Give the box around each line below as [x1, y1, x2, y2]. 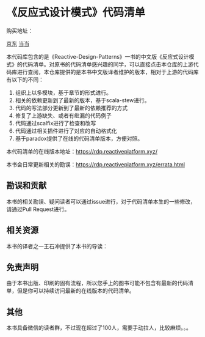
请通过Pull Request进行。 [6, 206, 70, 213]
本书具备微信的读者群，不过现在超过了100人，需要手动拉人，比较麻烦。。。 [6, 324, 192, 331]
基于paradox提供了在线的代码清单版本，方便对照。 [15, 135, 143, 142]
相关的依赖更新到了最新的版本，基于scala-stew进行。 [15, 96, 151, 104]
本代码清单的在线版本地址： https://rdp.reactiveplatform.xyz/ [6, 147, 157, 155]
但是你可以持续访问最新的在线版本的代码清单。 [16, 287, 135, 294]
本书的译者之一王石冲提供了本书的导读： [6, 242, 108, 250]
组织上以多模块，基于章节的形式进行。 [15, 89, 112, 96]
